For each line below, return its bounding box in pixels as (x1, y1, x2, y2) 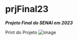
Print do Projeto (5, 29, 37, 35)
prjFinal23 (5, 3, 49, 15)
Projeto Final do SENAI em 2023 (5, 20, 73, 26)
